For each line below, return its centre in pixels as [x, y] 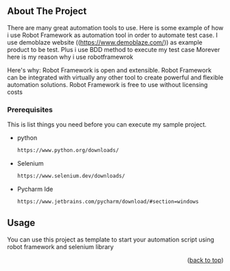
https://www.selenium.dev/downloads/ [71, 176]
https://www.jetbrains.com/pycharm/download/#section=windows [108, 201]
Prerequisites [30, 109]
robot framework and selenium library [60, 246]
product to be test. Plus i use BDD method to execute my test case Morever [114, 49]
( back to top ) [205, 260]
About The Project [47, 11]
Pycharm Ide [35, 189]
